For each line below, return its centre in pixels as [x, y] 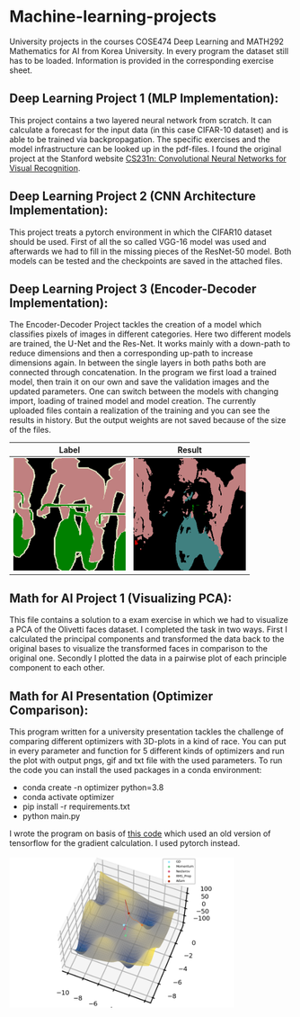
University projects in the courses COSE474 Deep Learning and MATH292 [147, 41]
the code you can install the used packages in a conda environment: [136, 770]
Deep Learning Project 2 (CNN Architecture [132, 197]
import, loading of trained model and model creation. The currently [133, 401]
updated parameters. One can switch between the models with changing [144, 391]
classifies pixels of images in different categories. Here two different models [150, 334]
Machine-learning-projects [113, 17]
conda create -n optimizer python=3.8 [93, 787]
